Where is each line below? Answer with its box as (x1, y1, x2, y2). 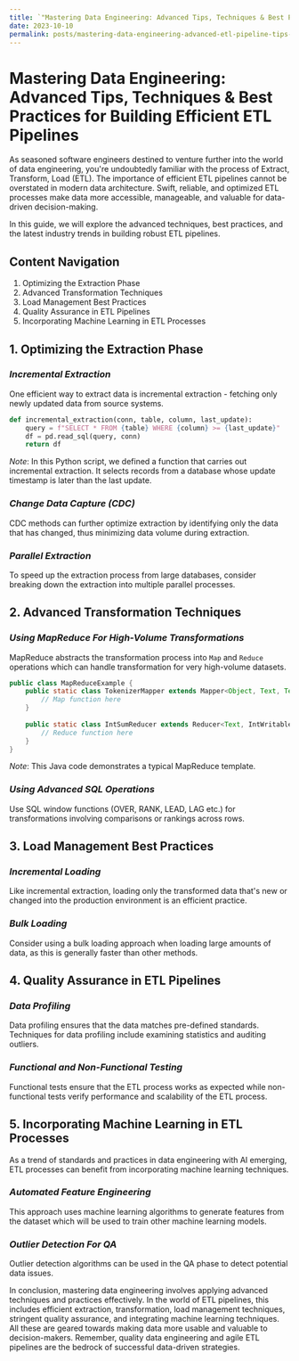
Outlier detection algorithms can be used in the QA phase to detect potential (9, 1259, 288, 1269)
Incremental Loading (9, 865, 101, 878)
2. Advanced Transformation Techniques (9, 605, 242, 620)
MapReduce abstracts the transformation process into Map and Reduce (9, 652, 264, 662)
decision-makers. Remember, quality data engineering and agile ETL (9, 1332, 261, 1343)
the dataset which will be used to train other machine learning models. (9, 1216, 267, 1226)
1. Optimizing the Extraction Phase (9, 341, 204, 357)
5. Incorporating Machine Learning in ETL (9, 1117, 243, 1132)
